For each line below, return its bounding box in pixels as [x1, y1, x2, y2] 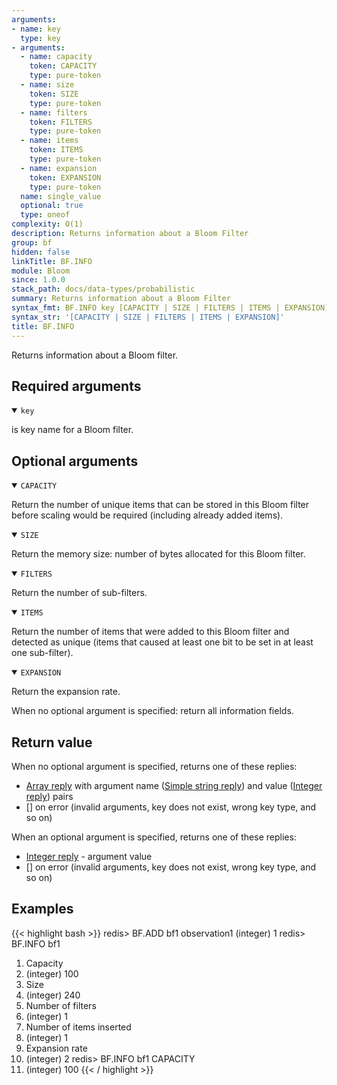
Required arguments [11, 377, 142, 395]
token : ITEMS [29, 145, 84, 155]
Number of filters [25, 999, 97, 1011]
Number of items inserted [25, 1021, 132, 1033]
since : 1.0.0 [11, 275, 66, 285]
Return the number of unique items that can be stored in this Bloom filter [11, 499, 310, 511]
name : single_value [20, 191, 102, 201]
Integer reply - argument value [25, 850, 153, 862]
